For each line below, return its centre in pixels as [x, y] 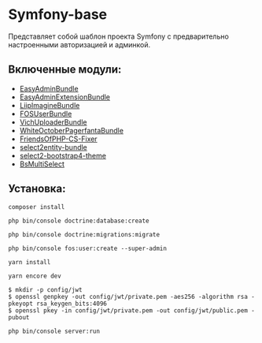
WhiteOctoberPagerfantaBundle [72, 130]
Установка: [37, 189]
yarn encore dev [35, 276]
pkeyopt [21, 304]
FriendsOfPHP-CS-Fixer [58, 139]
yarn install [30, 262]
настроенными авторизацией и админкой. [79, 44]
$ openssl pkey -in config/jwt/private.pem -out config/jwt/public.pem [128, 310]
